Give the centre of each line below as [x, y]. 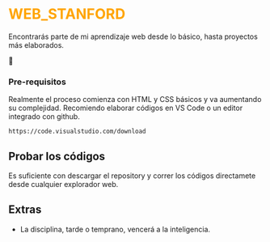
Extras [25, 210]
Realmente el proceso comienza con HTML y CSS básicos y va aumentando [135, 100]
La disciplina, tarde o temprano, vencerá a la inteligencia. [115, 229]
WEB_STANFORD [67, 14]
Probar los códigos [57, 156]
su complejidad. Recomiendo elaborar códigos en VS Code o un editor [126, 108]
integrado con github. [44, 117]
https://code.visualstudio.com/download [78, 132]
